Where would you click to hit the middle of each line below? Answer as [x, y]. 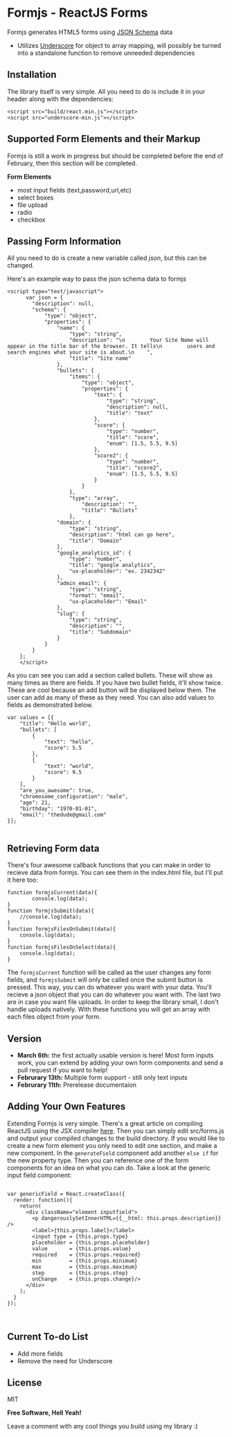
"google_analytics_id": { [94, 553]
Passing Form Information [64, 241]
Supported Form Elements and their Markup [104, 139]
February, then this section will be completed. [72, 163]
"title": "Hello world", [55, 724]
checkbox [32, 220]
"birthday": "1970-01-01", [59, 809]
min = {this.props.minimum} [85, 1261]
